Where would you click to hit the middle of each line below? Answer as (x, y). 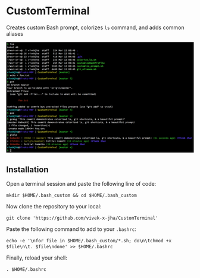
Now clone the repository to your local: (54, 207)
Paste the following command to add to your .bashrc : (71, 229)
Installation (27, 169)
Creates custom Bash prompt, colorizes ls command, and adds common (95, 27)
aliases (15, 33)
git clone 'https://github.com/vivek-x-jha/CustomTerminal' (82, 218)
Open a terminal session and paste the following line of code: (81, 184)
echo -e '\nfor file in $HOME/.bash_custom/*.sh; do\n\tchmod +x (89, 241)
